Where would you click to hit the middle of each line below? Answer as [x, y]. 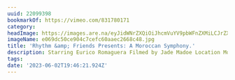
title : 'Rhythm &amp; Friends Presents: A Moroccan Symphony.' [101, 46]
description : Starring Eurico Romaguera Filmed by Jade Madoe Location [114, 53]
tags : [15, 59]
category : [22, 26]
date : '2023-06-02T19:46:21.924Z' [58, 65]
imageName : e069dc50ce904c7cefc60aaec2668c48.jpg [81, 40]
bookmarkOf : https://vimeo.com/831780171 [69, 20]
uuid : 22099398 [29, 14]
